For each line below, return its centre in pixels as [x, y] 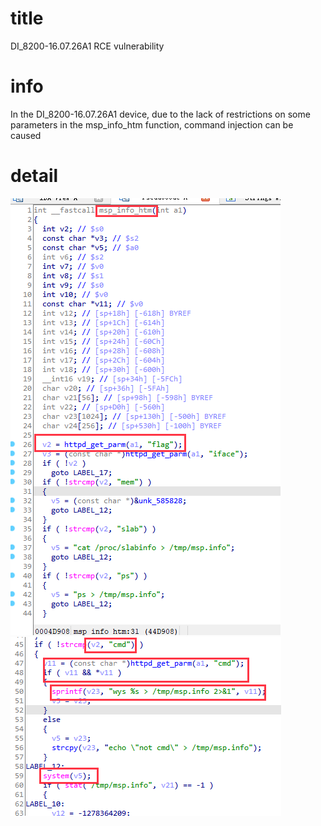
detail [34, 176]
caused [26, 135]
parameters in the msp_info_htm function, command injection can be [152, 124]
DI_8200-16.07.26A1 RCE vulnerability [87, 46]
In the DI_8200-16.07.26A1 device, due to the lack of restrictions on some [160, 114]
